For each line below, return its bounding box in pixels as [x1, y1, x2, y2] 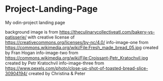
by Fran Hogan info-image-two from [5, 50, 79, 56]
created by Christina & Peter [28, 70, 86, 76]
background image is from [5, 29, 58, 35]
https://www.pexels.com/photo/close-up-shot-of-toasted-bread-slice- [5, 65, 148, 71]
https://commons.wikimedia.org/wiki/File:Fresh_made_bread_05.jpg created [5, 44, 159, 50]
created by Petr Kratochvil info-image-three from [5, 60, 105, 66]
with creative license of [27, 34, 75, 40]
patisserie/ [5, 34, 27, 40]
